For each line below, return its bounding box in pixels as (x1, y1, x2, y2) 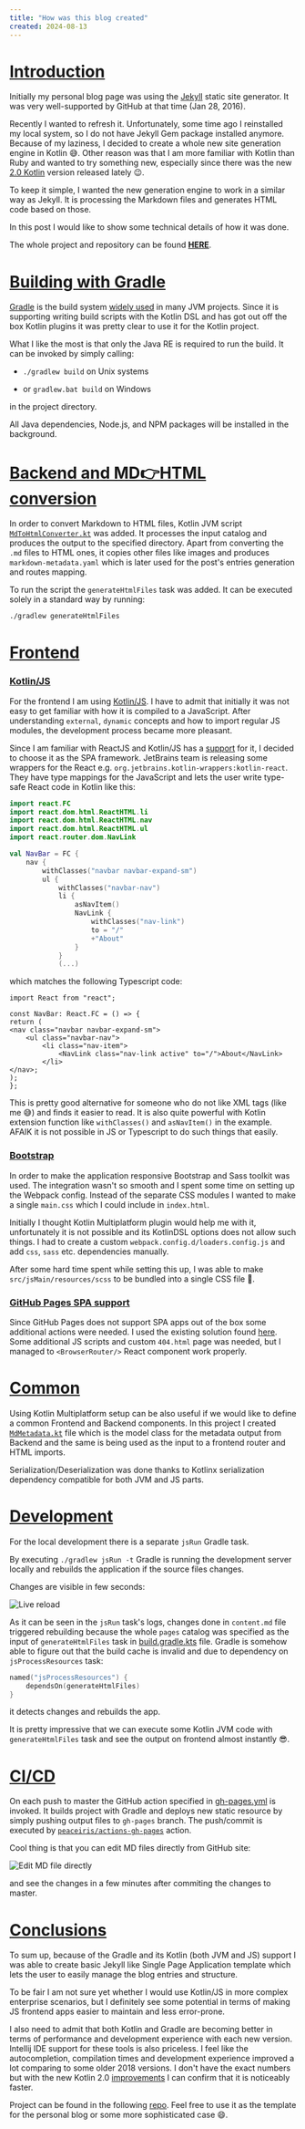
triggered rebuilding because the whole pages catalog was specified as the (9, 1625, 290, 1637)
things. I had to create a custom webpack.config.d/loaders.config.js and (9, 1236, 285, 1247)
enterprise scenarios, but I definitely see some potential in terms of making (9, 1997, 291, 2008)
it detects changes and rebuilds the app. (9, 1707, 161, 1718)
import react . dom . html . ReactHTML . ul (9, 825, 148, 834)
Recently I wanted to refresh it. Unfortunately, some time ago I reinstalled (9, 119, 284, 130)
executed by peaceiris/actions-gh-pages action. (9, 1825, 192, 1836)
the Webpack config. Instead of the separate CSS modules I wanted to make (9, 1189, 296, 1200)
